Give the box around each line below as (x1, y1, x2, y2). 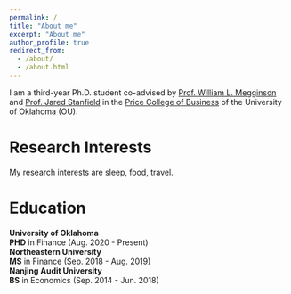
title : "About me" (9, 21, 77, 30)
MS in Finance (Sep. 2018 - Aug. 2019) (9, 256, 151, 266)
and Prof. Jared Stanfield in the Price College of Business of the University (9, 96, 282, 107)
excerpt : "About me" (9, 29, 86, 38)
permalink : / (9, 12, 58, 22)
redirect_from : (9, 46, 66, 55)
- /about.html (17, 63, 69, 72)
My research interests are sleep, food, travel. (9, 167, 174, 177)
